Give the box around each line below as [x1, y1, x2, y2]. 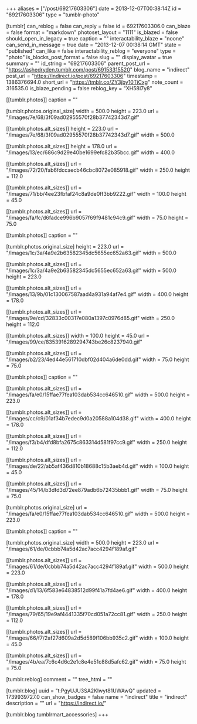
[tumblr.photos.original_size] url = [6, 504, 87, 511]
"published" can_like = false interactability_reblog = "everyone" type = [6, 47, 176, 55]
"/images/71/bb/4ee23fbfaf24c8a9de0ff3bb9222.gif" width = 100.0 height [6, 191, 186, 197]
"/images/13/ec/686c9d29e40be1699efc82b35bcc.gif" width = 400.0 [6, 149, 175, 156]
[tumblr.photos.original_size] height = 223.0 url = [6, 243, 124, 250]
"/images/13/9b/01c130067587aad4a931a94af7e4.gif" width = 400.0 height [6, 291, 189, 298]
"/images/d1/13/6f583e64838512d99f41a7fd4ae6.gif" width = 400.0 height [6, 587, 188, 594]
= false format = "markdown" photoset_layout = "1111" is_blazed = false [6, 29, 178, 36]
